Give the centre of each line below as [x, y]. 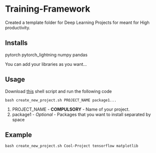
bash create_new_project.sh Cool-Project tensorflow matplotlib [72, 146]
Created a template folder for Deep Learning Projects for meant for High [77, 22]
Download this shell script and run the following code [58, 91]
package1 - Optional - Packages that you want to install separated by [81, 114]
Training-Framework [48, 9]
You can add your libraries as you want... [46, 64]
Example [19, 135]
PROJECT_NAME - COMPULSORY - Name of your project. [71, 109]
